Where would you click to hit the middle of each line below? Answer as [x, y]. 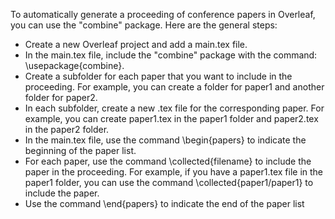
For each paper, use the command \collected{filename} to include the [168, 161]
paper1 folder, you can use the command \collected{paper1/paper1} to [169, 182]
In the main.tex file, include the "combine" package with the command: [171, 55]
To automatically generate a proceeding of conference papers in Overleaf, [163, 14]
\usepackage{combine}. [74, 65]
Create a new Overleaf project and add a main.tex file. [136, 44]
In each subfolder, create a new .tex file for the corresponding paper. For [174, 108]
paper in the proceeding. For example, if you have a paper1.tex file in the [174, 172]
